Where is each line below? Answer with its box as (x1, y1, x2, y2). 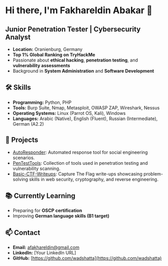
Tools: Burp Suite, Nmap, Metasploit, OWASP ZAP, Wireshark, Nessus (12, 104, 160, 111)
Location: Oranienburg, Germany (12, 46, 83, 52)
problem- (143, 170, 163, 177)
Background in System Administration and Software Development (12, 68, 154, 74)
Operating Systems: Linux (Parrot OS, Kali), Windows (12, 110, 126, 116)
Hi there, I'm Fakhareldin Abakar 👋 (5, 5, 153, 16)
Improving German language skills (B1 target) (12, 213, 109, 219)
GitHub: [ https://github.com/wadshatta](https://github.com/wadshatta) (12, 255, 162, 261)
